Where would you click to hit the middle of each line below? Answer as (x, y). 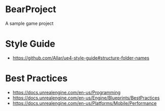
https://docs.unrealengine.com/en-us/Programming (66, 92)
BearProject (31, 9)
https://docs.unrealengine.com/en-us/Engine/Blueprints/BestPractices (86, 98)
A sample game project (30, 23)
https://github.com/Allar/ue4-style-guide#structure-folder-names (81, 58)
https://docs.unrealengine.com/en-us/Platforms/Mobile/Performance (85, 103)
